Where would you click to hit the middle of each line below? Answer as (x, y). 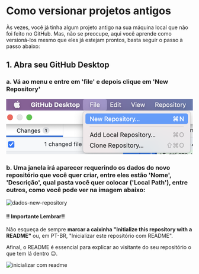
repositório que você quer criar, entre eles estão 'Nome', (89, 175)
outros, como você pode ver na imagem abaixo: (76, 190)
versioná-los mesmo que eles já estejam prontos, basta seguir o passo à (94, 40)
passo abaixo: (23, 46)
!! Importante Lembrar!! (36, 216)
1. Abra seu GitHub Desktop (58, 65)
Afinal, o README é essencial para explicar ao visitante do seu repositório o (99, 247)
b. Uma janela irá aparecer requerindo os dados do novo (88, 167)
